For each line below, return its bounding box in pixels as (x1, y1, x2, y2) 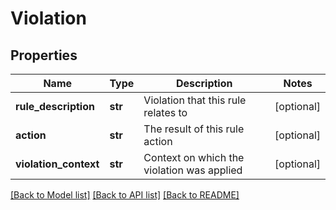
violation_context (15, 157, 100, 171)
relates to (143, 106, 188, 119)
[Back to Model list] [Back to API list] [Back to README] (10, 189, 240, 201)
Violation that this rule (143, 93, 247, 107)
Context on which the (143, 151, 245, 164)
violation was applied (143, 163, 243, 177)
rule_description (15, 100, 95, 113)
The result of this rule (143, 122, 245, 136)
